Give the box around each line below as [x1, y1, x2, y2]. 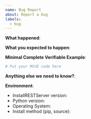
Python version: [12, 98, 45, 104]
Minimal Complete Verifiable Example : [5, 54, 86, 60]
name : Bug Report [5, 7, 41, 12]
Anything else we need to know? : [5, 73, 76, 79]
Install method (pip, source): [12, 108, 71, 114]
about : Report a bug [5, 12, 48, 17]
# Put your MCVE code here [5, 64, 61, 69]
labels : [5, 16, 21, 21]
